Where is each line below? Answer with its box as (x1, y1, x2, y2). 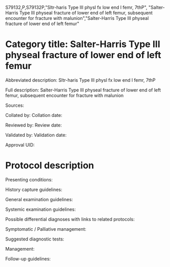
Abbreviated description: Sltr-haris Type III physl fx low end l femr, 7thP (5, 77, 156, 83)
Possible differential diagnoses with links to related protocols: (5, 216, 135, 222)
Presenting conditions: (5, 176, 53, 183)
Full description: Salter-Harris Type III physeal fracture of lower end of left (5, 87, 161, 93)
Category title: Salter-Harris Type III (5, 38, 160, 50)
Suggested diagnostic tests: (5, 236, 65, 242)
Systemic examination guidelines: (5, 206, 76, 212)
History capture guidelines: (5, 186, 62, 192)
